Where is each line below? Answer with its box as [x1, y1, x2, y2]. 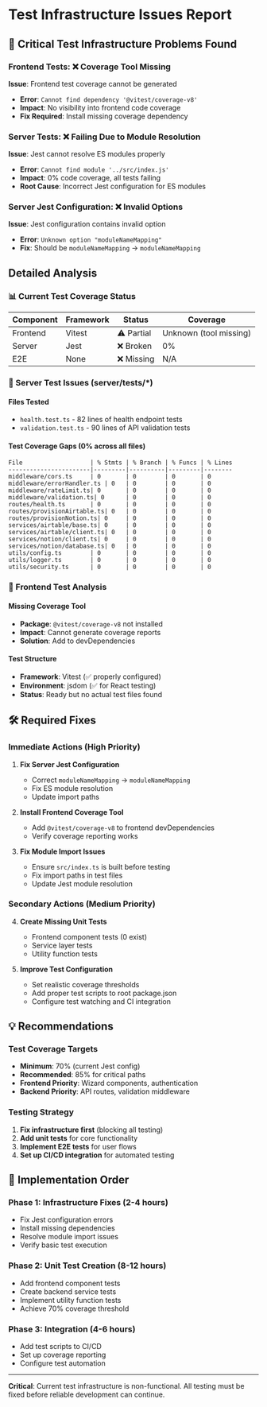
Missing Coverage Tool [8, 602, 86, 610]
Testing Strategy [8, 1107, 74, 1118]
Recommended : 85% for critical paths [19, 1070, 146, 1079]
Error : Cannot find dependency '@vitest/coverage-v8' [19, 94, 198, 104]
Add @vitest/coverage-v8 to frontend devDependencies [31, 823, 215, 832]
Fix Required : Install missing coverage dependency [19, 111, 188, 121]
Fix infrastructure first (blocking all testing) [19, 1125, 164, 1134]
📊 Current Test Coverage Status [8, 290, 137, 301]
